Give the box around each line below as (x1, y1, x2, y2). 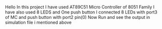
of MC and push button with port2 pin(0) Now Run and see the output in (5, 14, 150, 20)
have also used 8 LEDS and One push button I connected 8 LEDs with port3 (5, 9, 158, 15)
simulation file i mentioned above (5, 19, 72, 25)
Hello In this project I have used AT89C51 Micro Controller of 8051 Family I (5, 4, 155, 10)
